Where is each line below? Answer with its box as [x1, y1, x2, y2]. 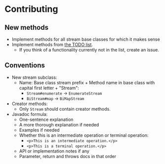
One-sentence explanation [19, 116, 74, 122]
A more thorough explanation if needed [19, 121, 99, 127]
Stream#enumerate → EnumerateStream [26, 90, 102, 96]
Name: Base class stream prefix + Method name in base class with [19, 79, 155, 85]
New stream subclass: [11, 74, 57, 80]
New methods [4, 23, 49, 32]
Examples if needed [19, 127, 60, 133]
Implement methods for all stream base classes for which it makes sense [11, 36, 160, 42]
